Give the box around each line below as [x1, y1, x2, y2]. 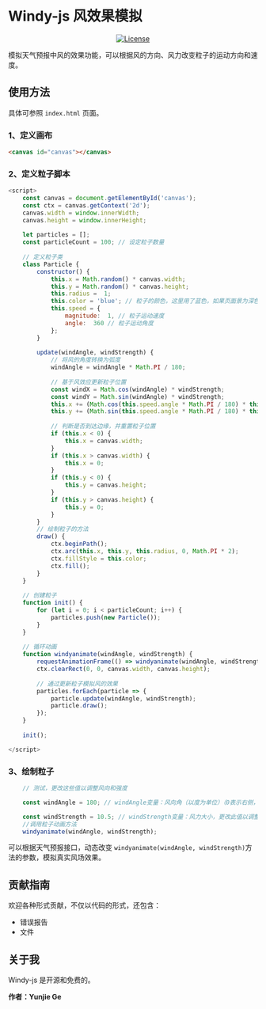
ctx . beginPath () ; [50, 540, 108, 548]
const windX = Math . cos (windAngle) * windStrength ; [50, 385, 225, 393]
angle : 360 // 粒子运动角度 [64, 319, 154, 327]
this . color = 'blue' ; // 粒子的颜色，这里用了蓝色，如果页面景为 [50, 298, 248, 305]
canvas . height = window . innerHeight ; [22, 216, 147, 224]
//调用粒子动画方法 [22, 820, 78, 828]
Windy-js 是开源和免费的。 [8, 975, 95, 985]
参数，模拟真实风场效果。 [21, 852, 105, 863]
